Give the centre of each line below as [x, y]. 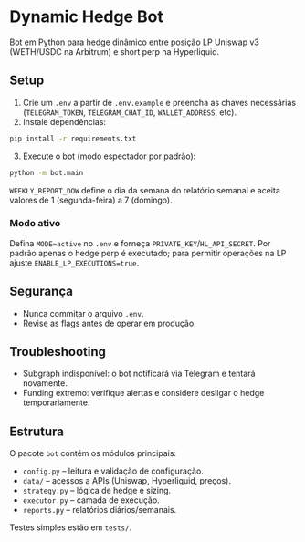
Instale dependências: [64, 121]
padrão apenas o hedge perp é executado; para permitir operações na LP [148, 253]
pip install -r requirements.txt [73, 139]
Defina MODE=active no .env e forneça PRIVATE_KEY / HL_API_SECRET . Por [140, 243]
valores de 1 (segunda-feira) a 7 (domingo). [91, 200]
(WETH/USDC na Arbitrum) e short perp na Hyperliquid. [115, 51]
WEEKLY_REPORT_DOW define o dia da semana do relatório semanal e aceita [145, 190]
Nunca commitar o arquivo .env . [83, 313]
